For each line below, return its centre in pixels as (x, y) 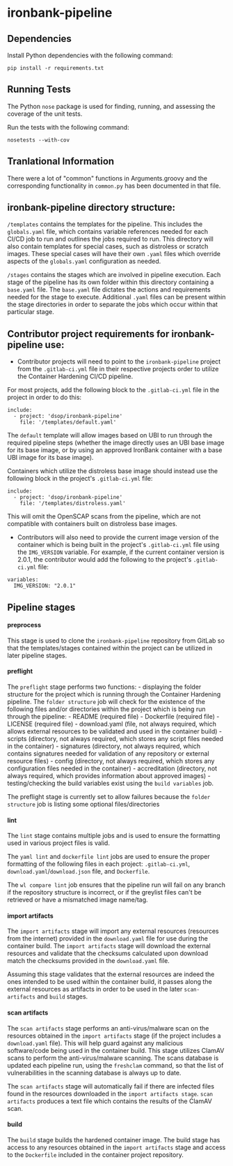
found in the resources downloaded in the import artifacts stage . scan (110, 1093)
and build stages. (63, 996)
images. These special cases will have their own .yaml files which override (114, 254)
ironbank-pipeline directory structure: (91, 208)
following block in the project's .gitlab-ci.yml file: (80, 479)
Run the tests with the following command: (69, 127)
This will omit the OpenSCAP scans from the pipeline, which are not (104, 516)
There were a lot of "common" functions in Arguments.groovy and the (107, 178)
